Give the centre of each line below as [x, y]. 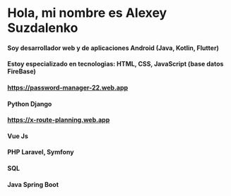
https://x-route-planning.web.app [59, 120]
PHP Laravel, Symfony [41, 152]
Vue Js [18, 136]
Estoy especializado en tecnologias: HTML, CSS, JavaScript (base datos [115, 64]
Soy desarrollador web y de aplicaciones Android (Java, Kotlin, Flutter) [113, 48]
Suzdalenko [43, 28]
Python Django [30, 104]
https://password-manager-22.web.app [68, 87]
